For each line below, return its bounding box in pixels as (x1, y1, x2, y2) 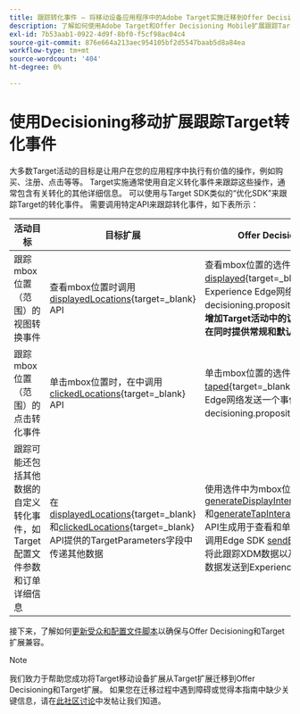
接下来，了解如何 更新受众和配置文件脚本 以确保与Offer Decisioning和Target (9, 626, 286, 636)
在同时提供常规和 (204, 325, 277, 337)
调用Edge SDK (204, 534, 265, 546)
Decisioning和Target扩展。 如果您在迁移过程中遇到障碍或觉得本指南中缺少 (9, 684, 282, 694)
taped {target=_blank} (204, 380, 295, 393)
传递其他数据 (49, 547, 104, 560)
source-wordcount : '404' (9, 54, 102, 63)
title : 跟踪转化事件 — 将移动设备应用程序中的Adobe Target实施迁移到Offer (9, 12, 263, 22)
